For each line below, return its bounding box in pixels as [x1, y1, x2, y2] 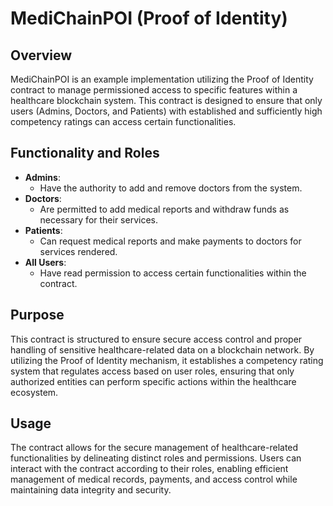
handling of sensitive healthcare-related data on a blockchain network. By [10, 343, 315, 356]
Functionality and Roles [10, 145, 160, 162]
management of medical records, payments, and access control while [10, 473, 298, 486]
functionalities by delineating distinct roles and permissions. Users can [10, 452, 302, 464]
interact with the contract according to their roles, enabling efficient [10, 463, 289, 475]
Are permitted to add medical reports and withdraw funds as [39, 203, 290, 215]
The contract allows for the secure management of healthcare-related [10, 442, 299, 454]
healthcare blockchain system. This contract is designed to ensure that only [10, 95, 323, 106]
